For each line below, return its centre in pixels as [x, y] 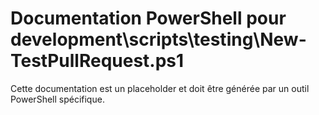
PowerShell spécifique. [57, 99]
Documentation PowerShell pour [148, 18]
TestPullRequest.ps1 [97, 61]
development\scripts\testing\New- [158, 39]
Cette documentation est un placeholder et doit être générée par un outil [160, 88]
